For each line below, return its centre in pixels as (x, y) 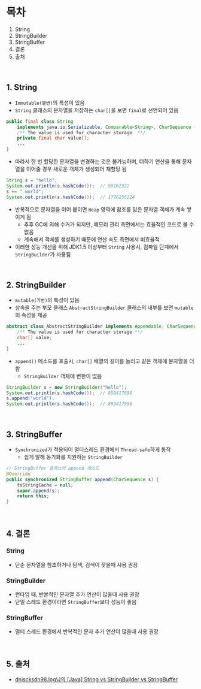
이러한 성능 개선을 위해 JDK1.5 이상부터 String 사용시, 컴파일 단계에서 (97, 247)
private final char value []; (53, 138)
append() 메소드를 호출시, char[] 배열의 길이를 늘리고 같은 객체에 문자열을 (101, 361)
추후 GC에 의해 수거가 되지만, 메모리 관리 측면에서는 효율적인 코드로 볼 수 (109, 224)
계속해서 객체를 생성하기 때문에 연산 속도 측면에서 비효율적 (92, 239)
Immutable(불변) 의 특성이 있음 (50, 102)
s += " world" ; (25, 191)
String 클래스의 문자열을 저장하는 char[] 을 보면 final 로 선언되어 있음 (97, 110)
